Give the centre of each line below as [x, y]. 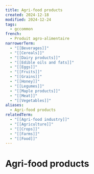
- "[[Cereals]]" [27, 53]
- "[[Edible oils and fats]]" [42, 62]
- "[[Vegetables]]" [31, 100]
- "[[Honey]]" [25, 81]
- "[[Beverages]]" [30, 48]
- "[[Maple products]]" [35, 91]
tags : [11, 24]
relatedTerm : [19, 115]
